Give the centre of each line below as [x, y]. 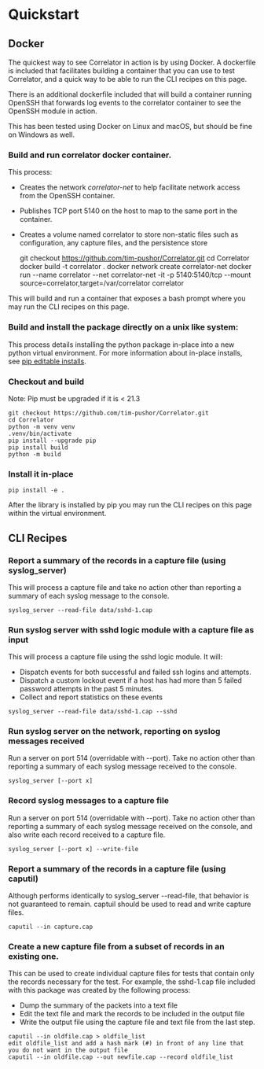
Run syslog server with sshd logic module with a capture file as [131, 629]
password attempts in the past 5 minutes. [86, 689]
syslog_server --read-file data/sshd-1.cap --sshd [93, 712]
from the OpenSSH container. [67, 196]
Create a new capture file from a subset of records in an [117, 946]
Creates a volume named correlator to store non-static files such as [129, 234]
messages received [46, 741]
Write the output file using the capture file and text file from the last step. [137, 1022]
